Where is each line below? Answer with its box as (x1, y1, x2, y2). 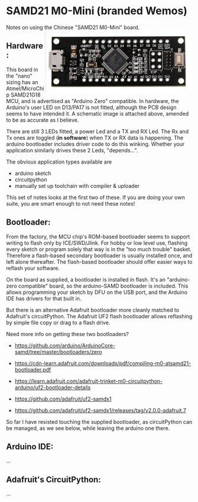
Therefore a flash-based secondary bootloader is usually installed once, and (6, 252, 193, 259)
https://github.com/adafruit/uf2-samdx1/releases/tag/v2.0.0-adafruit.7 (14, 407, 186, 414)
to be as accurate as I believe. (6, 116, 79, 123)
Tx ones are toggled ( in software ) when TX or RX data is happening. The (6, 134, 184, 141)
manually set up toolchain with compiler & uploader (14, 182, 140, 189)
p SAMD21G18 (6, 91, 41, 98)
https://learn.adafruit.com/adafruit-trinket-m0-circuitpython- (14, 378, 163, 385)
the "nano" (6, 72, 33, 79)
